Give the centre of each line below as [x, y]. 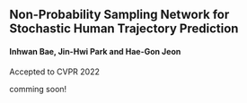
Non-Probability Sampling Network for [119, 15]
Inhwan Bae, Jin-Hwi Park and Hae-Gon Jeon [95, 51]
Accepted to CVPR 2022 [55, 72]
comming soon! [38, 89]
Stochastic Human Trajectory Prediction [124, 29]
